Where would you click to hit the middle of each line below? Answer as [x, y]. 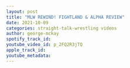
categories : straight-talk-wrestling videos [61, 28]
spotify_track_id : [29, 39]
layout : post [22, 12]
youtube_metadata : [29, 56]
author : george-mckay [33, 34]
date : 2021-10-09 [27, 22]
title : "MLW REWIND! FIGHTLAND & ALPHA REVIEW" [66, 17]
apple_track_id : [26, 50]
